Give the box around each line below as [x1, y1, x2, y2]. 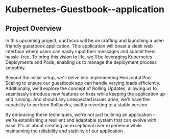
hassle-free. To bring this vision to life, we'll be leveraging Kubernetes [5, 54, 153, 60]
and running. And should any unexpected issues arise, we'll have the [5, 96, 150, 102]
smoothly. [5, 65, 27, 71]
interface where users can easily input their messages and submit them [5, 49, 156, 54]
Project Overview [5, 24, 62, 33]
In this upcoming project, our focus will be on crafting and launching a [5, 37, 153, 43]
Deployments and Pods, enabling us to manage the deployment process [5, 59, 157, 65]
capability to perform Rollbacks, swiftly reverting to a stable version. [5, 102, 149, 108]
